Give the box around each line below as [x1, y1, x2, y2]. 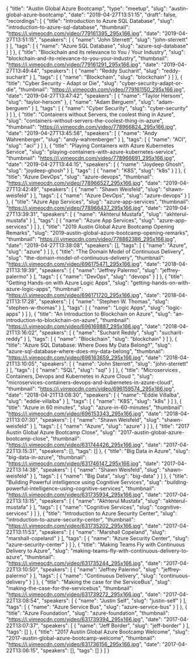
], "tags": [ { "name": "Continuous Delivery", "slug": [33, 572, 157, 579]
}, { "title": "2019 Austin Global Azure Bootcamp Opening [37, 223, 174, 230]
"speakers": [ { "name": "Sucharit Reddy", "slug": [39, 329, 158, 336]
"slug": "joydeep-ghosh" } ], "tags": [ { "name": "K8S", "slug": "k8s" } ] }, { [6, 167, 186, 174]
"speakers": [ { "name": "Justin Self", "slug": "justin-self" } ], [41, 597, 187, 604]
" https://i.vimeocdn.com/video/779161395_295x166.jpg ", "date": [6, 30, 161, 37]
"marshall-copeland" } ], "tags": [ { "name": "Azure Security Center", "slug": [6, 535, 190, 541]
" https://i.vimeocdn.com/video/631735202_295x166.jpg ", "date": [6, 522, 163, 529]
